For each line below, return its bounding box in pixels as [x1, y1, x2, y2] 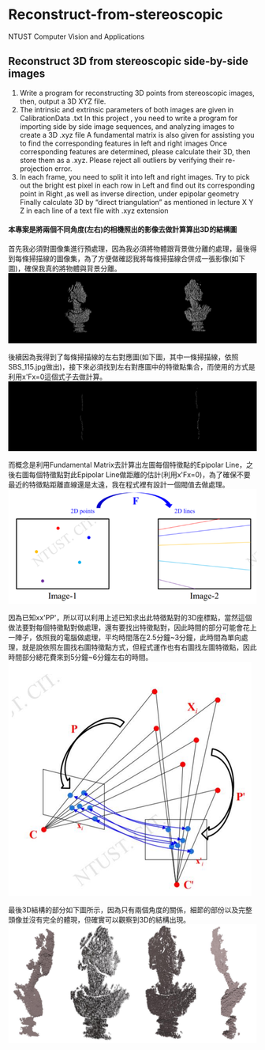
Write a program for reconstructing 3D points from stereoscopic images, [19, 88, 255, 97]
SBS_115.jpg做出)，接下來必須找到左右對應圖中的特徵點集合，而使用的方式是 [8, 362, 256, 371]
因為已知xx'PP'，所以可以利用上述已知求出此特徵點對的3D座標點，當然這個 [8, 612, 252, 622]
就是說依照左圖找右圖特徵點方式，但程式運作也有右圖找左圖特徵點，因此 [21, 643, 257, 652]
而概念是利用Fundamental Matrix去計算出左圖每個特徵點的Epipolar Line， [8, 460, 247, 469]
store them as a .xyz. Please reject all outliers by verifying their [19, 155, 224, 165]
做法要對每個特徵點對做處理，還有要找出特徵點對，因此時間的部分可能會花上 [8, 623, 257, 632]
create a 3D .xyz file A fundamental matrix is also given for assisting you [19, 130, 255, 139]
